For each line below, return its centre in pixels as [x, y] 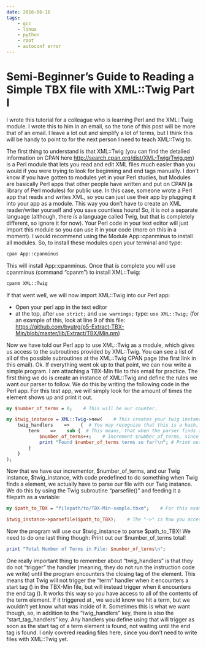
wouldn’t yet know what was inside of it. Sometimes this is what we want [98, 607]
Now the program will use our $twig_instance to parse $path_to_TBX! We [99, 531]
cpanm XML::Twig [27, 283]
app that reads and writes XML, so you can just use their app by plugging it [101, 196]
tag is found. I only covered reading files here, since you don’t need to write [102, 632]
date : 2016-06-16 [29, 12]
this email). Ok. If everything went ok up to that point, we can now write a [99, 364]
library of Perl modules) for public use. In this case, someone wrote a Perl [99, 190]
